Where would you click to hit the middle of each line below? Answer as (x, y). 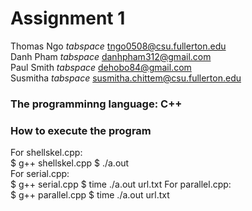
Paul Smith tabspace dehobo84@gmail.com (101, 67)
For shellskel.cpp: (46, 153)
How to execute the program (81, 130)
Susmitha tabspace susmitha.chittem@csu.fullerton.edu (126, 78)
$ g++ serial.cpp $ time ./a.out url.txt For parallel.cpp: (121, 184)
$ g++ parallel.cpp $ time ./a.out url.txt (90, 195)
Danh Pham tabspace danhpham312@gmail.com (111, 56)
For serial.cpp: (40, 174)
